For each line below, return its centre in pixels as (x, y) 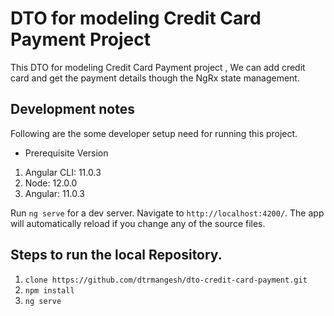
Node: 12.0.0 (51, 183)
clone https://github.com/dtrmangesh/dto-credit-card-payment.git (166, 280)
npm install (49, 290)
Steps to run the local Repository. (116, 255)
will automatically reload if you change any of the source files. (138, 223)
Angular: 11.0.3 (54, 193)
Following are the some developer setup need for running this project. (154, 133)
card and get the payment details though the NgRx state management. (155, 78)
